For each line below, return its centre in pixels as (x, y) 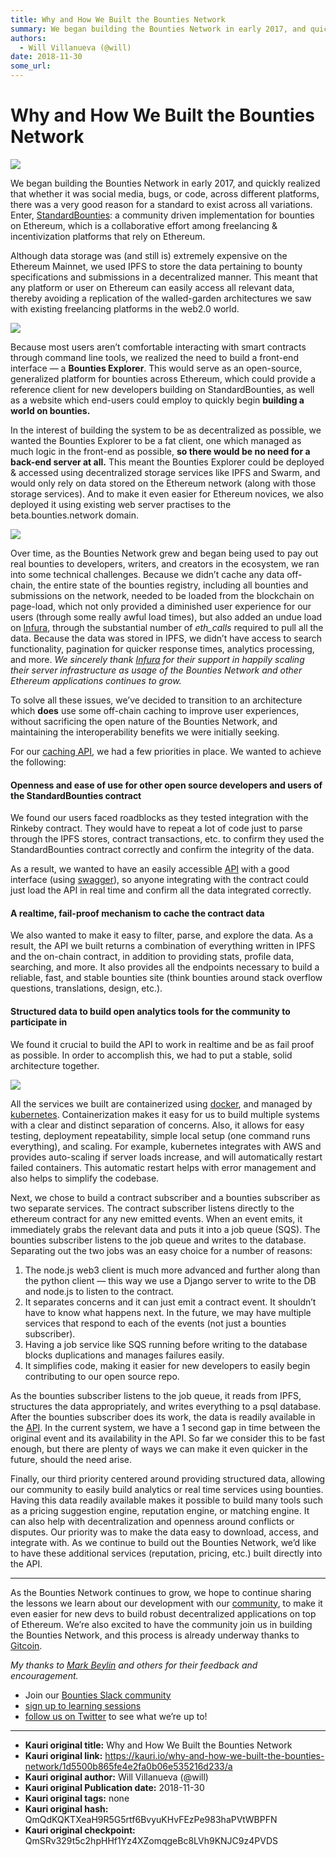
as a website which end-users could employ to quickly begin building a (157, 400)
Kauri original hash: (66, 1808)
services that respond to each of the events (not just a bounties (155, 1323)
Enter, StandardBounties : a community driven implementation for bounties (162, 215)
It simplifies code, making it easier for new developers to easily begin (167, 1365)
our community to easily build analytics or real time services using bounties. (167, 1489)
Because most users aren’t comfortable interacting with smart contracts (158, 347)
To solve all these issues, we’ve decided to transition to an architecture (156, 700)
